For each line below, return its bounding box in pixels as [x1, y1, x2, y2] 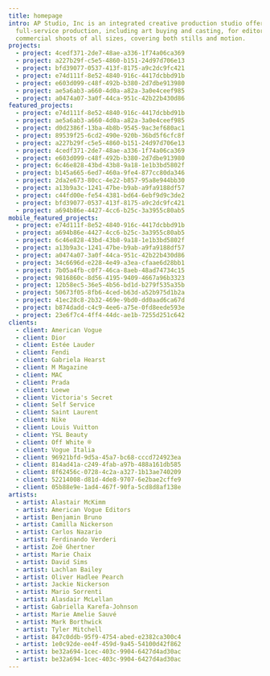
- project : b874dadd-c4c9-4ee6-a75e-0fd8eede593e [15, 303, 185, 311]
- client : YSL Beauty [15, 431, 88, 439]
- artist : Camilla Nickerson [15, 521, 113, 529]
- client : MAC [15, 371, 63, 379]
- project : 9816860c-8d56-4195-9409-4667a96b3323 [15, 274, 185, 282]
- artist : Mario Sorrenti [15, 588, 103, 596]
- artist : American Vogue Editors [15, 505, 131, 513]
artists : [8, 490, 38, 499]
